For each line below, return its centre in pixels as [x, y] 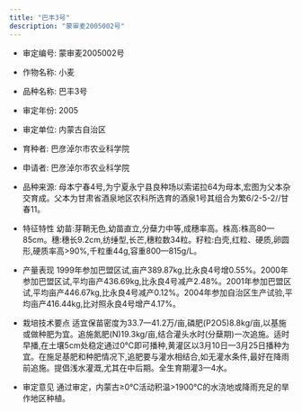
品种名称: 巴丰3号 [55, 91]
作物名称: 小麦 [48, 72]
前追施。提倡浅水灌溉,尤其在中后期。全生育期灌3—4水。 [127, 367]
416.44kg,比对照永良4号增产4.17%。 [114, 303]
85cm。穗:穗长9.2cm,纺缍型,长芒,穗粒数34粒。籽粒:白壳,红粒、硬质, [148, 239]
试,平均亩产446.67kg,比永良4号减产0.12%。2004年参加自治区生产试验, [153, 292]
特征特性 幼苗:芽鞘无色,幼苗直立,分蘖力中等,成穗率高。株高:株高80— [148, 228]
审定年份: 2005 [50, 110]
